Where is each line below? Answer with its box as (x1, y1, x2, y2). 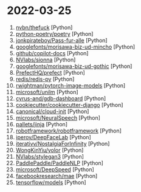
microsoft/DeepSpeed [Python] (15, 165, 95, 173)
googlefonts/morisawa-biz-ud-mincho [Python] (15, 43, 136, 50)
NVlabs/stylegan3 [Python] (15, 153, 84, 160)
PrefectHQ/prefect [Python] (15, 69, 86, 76)
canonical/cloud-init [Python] (15, 108, 89, 115)
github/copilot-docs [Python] (15, 49, 89, 57)
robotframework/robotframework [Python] (15, 127, 122, 134)
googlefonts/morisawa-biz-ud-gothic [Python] (15, 62, 132, 70)
